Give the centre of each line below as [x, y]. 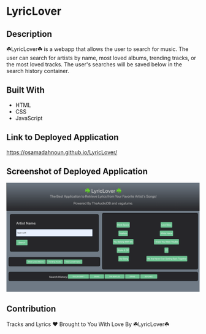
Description [29, 34]
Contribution [31, 309]
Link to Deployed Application [63, 137]
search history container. [38, 71]
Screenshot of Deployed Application [77, 172]
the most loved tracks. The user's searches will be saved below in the [94, 64]
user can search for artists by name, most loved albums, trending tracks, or [101, 58]
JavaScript [29, 118]
